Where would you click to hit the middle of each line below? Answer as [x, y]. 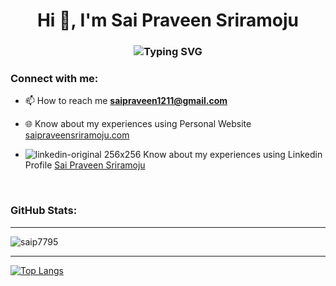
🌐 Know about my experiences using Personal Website [138, 124]
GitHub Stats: [44, 211]
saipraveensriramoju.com [77, 135]
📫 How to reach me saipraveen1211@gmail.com [126, 101]
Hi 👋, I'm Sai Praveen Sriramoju [168, 20]
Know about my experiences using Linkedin [233, 155]
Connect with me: [54, 79]
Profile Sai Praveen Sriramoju [85, 165]
